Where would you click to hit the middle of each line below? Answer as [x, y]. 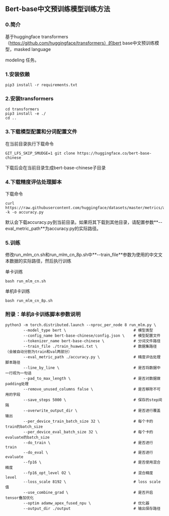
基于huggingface [23, 36]
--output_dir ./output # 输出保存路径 [92, 509]
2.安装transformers [29, 98]
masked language [32, 49]
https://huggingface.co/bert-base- [114, 153]
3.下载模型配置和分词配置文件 [41, 132]
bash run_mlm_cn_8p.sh [29, 301]
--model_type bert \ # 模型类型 [88, 331]
